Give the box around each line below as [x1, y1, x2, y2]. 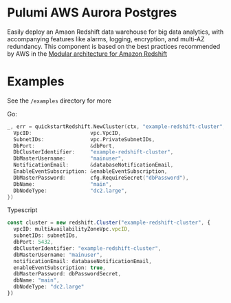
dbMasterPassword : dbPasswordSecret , [13, 271, 122, 278]
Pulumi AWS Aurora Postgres [7, 5, 177, 21]
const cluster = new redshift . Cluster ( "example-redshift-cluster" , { [7, 219, 211, 227]
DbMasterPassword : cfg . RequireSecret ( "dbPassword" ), [13, 174, 189, 181]
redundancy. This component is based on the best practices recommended [7, 42, 221, 50]
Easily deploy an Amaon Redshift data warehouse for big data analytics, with [7, 28, 224, 36]
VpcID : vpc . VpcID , [13, 129, 122, 136]
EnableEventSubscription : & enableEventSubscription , [13, 168, 168, 175]
